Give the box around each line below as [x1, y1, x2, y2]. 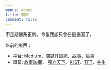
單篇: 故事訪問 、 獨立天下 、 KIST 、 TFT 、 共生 [12, 59, 106, 65]
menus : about [5, 7, 33, 13]
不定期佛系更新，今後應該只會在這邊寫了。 [5, 31, 94, 38]
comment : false [5, 17, 38, 22]
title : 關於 [5, 12, 29, 17]
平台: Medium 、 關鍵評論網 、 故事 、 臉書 [12, 53, 95, 59]
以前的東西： [5, 42, 32, 48]
